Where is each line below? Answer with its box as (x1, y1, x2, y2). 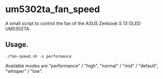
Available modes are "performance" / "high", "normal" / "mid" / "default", (5, 62, 158, 69)
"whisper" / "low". (5, 68, 43, 74)
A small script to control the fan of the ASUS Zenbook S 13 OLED (5, 20, 141, 26)
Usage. (5, 41, 29, 49)
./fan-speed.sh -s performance (5, 54, 72, 59)
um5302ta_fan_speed (5, 4, 100, 15)
